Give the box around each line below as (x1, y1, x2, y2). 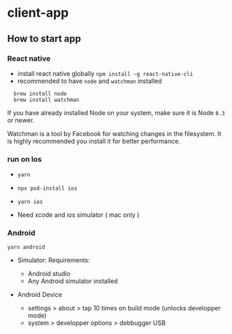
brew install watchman (13, 96, 80, 103)
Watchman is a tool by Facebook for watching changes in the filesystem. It (7, 129, 222, 137)
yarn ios (17, 199, 43, 206)
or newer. (7, 116, 35, 124)
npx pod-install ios (17, 185, 78, 192)
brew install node (13, 90, 68, 97)
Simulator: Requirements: (17, 256, 91, 264)
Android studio (27, 270, 71, 278)
